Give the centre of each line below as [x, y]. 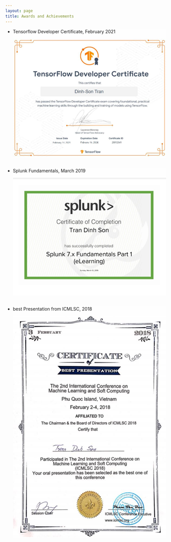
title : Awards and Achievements [40, 16]
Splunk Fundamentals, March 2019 [49, 171]
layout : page [19, 11]
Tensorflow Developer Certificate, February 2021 [64, 31]
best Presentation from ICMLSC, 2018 [52, 309]
